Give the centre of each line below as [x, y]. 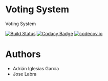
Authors [23, 54]
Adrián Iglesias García [36, 68]
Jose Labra [25, 74]
